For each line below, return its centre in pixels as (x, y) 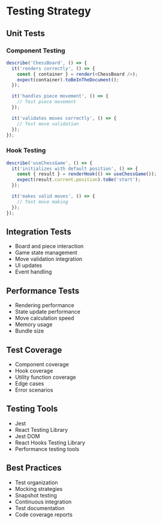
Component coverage (42, 364)
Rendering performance (44, 305)
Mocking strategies (39, 488)
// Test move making (43, 202)
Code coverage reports (44, 514)
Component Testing (36, 51)
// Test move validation (48, 124)
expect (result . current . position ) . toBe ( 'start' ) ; (79, 180)
